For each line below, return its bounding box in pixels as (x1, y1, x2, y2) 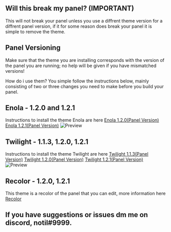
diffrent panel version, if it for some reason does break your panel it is (5, 23, 152, 29)
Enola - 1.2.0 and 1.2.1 (5, 103, 76, 112)
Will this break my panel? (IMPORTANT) (5, 4, 134, 13)
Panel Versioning (5, 44, 61, 52)
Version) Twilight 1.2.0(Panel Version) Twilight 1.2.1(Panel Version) (5, 156, 143, 163)
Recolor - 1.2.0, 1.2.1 (5, 177, 70, 185)
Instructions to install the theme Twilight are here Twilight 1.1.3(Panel (5, 151, 149, 157)
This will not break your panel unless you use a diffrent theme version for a (5, 17, 163, 24)
